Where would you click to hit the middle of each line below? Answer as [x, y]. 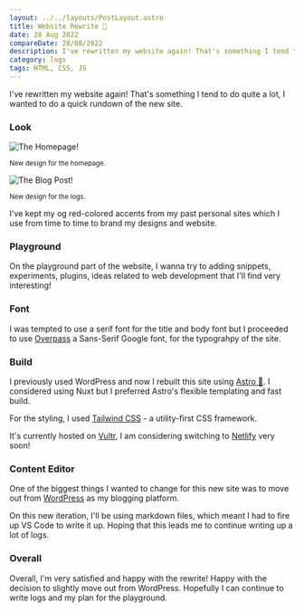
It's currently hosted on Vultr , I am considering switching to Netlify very [142, 436]
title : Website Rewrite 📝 [58, 26]
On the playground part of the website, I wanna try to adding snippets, [140, 266]
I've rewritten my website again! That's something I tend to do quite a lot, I [147, 94]
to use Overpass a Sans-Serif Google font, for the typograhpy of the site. [145, 338]
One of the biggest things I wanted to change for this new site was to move [149, 489]
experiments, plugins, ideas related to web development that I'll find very [145, 276]
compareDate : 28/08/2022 [56, 43]
